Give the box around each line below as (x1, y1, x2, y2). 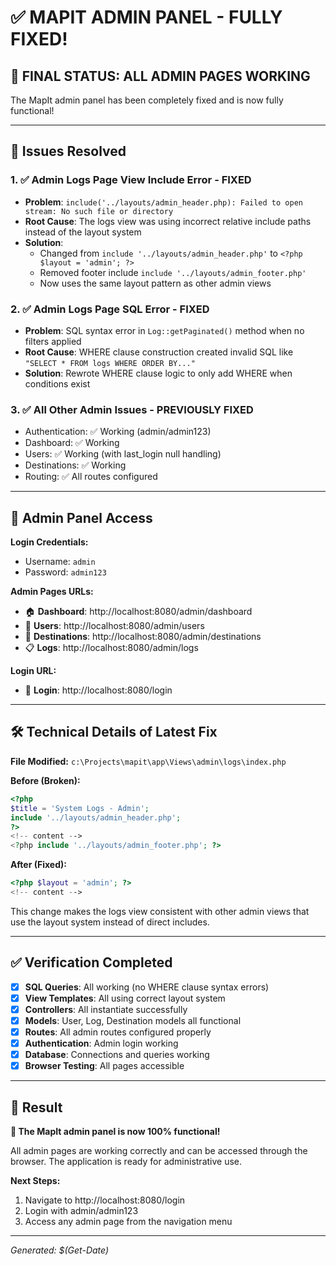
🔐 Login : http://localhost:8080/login (24, 684, 173, 696)
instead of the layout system (24, 226, 142, 238)
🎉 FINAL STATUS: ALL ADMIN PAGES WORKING (10, 67, 311, 85)
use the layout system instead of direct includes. (10, 916, 210, 928)
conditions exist (24, 377, 91, 390)
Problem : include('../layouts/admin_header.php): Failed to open (24, 196, 303, 208)
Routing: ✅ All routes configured (24, 471, 158, 483)
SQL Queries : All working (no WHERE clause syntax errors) (24, 981, 270, 993)
